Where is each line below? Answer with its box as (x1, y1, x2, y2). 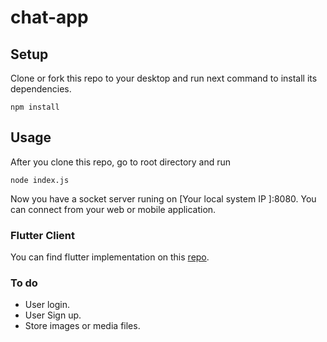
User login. (24, 299, 71, 311)
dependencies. (10, 83, 72, 95)
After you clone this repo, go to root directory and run (10, 156, 232, 168)
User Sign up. (24, 309, 82, 321)
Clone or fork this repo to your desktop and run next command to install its (10, 72, 318, 84)
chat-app (10, 6, 89, 29)
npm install (10, 102, 60, 112)
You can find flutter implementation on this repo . (10, 251, 210, 263)
